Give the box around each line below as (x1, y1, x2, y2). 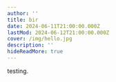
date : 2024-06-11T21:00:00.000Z (7, 23, 100, 29)
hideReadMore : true (7, 49, 64, 55)
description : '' (7, 42, 54, 49)
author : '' (7, 10, 39, 17)
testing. (7, 66, 29, 75)
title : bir (7, 16, 39, 23)
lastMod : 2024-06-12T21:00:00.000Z (7, 29, 110, 36)
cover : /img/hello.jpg (7, 36, 72, 42)
